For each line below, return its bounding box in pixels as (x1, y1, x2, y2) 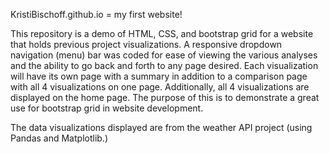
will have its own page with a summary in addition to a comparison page (10, 70, 308, 82)
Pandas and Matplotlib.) (10, 132, 108, 144)
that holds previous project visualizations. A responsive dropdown (10, 39, 283, 50)
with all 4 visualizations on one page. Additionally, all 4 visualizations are (10, 81, 310, 93)
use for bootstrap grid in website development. (10, 102, 204, 114)
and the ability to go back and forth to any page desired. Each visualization (10, 60, 319, 71)
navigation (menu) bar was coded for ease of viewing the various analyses (10, 49, 318, 61)
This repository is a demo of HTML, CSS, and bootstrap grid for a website (10, 28, 314, 39)
